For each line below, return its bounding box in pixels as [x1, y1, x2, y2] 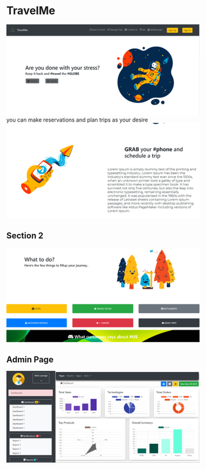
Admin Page [6, 354, 54, 365]
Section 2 [6, 231, 44, 241]
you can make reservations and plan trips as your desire [6, 116, 148, 123]
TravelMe [6, 4, 56, 18]
